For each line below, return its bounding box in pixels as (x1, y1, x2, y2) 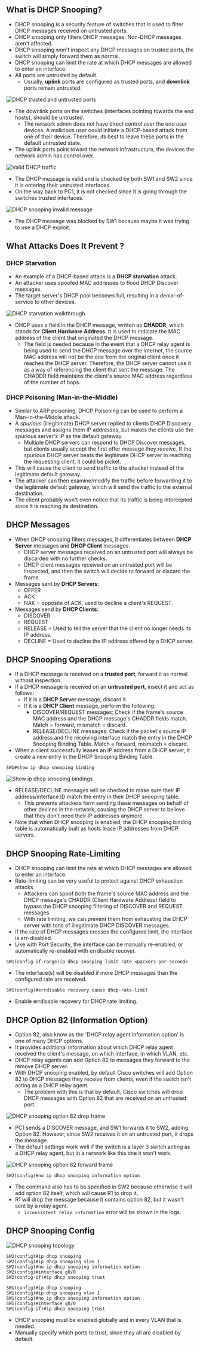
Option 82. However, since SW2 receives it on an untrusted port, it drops (14, 1130, 194, 1138)
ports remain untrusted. (23, 84, 82, 92)
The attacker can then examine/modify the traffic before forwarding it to (14, 477, 192, 484)
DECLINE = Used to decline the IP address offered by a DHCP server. (23, 637, 194, 644)
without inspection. (14, 677, 63, 684)
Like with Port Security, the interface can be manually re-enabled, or (14, 941, 183, 948)
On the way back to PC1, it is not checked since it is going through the (14, 188, 187, 195)
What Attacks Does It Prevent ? (6, 241, 124, 251)
